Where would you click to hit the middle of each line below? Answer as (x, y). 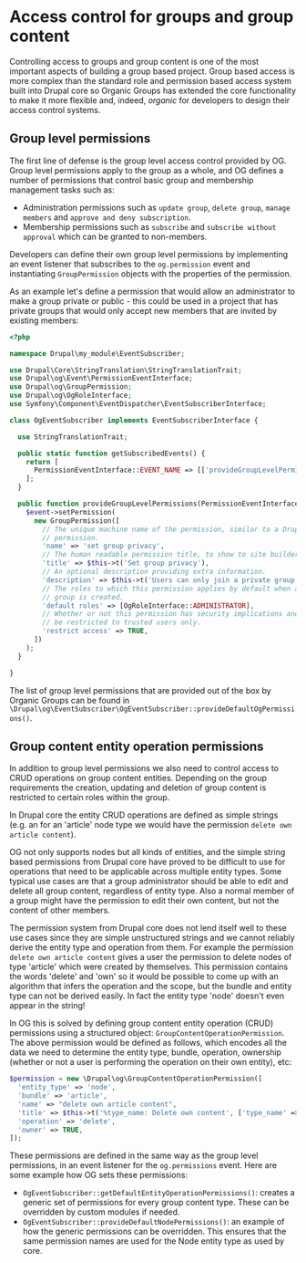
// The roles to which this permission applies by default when (167, 589)
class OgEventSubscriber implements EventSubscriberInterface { (134, 420)
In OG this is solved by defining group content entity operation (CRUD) (142, 1023)
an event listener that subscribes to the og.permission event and (130, 264)
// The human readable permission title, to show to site (154, 555)
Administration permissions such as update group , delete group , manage (156, 207)
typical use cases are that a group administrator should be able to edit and (149, 882)
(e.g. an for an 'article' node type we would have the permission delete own (151, 825)
